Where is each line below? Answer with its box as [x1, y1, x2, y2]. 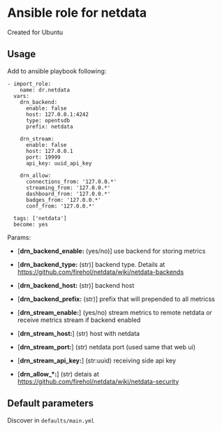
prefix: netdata [25, 123, 73, 130]
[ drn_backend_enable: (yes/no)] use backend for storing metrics [17, 247, 206, 255]
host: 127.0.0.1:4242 [25, 110, 89, 118]
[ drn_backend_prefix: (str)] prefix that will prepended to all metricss [17, 295, 215, 303]
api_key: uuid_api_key [25, 159, 92, 167]
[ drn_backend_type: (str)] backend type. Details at [17, 260, 165, 268]
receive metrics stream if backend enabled [17, 316, 141, 324]
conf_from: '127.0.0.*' [25, 203, 96, 210]
